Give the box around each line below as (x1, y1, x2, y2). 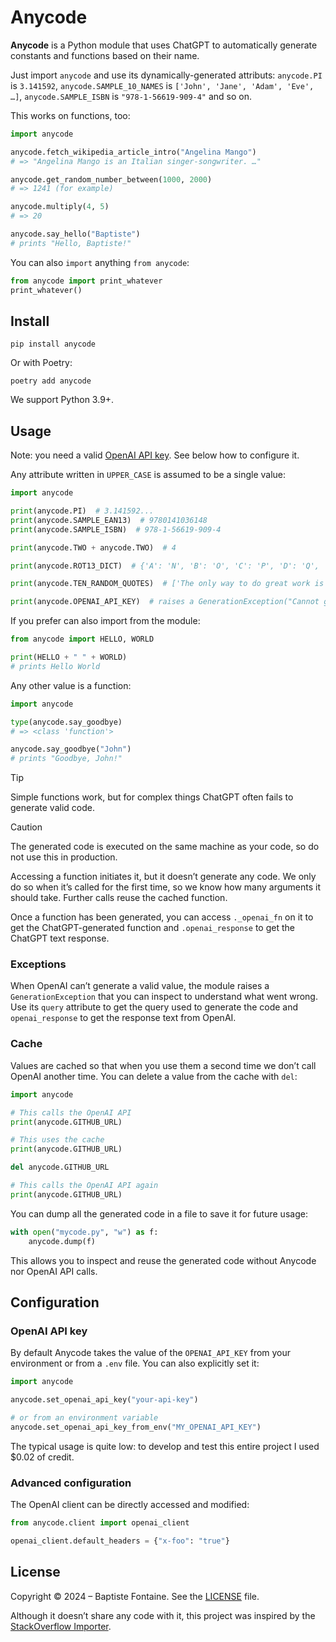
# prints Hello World (10, 661, 101, 671)
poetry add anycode (10, 376, 92, 386)
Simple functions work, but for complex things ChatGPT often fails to (10, 791, 294, 803)
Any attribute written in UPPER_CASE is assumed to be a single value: (10, 469, 287, 481)
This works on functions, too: (10, 109, 131, 121)
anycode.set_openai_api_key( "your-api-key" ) (10, 1395, 199, 1405)
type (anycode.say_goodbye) (10, 717, 123, 727)
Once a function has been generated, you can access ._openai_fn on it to (10, 911, 314, 923)
